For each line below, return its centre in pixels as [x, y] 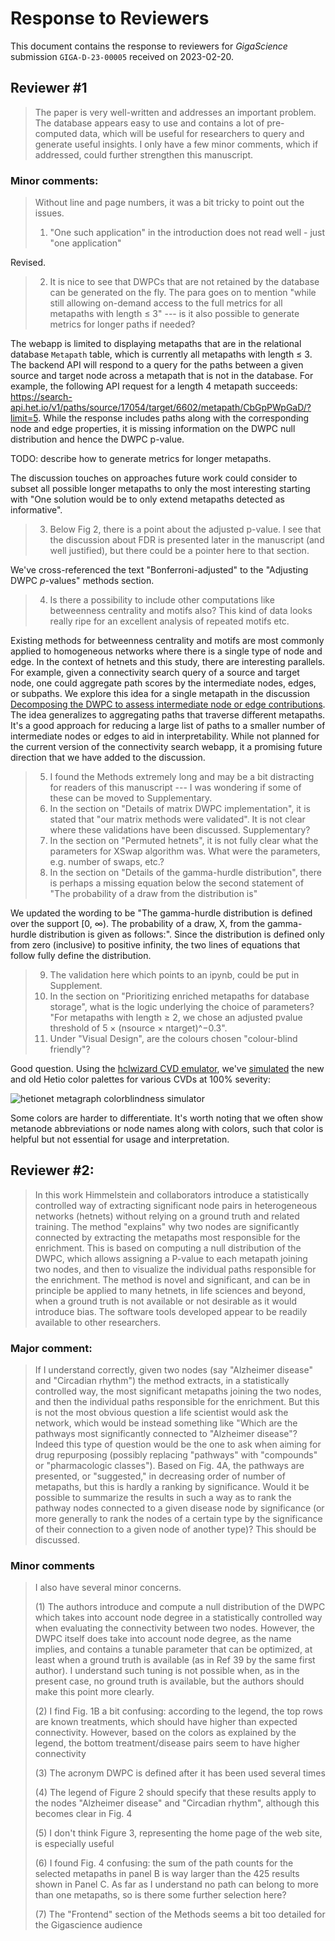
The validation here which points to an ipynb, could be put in [174, 975]
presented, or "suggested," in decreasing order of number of [160, 1476]
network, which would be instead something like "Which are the [166, 1423]
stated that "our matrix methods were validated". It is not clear [177, 819]
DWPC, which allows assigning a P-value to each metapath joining [171, 1258]
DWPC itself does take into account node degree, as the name [163, 1639]
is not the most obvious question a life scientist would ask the [161, 1413]
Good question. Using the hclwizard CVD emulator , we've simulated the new [167, 1069]
